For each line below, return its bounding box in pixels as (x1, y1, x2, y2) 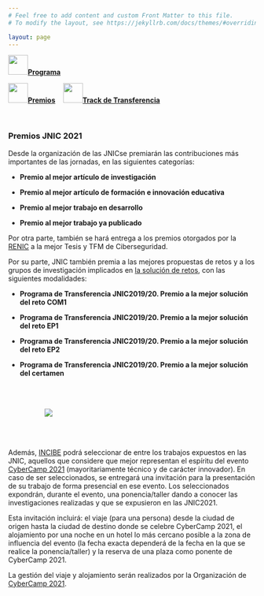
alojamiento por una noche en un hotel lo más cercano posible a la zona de (8, 530, 251, 539)
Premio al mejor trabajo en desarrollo (19, 203, 143, 212)
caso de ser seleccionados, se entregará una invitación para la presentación (8, 472, 255, 482)
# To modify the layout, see (8, 19, 104, 27)
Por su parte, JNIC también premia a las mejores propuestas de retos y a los (8, 257, 255, 266)
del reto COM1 (19, 297, 67, 307)
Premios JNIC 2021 (8, 131, 82, 142)
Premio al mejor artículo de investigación (19, 172, 156, 181)
